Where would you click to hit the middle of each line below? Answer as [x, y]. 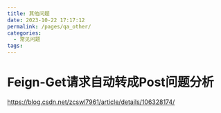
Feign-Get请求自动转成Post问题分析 [111, 82]
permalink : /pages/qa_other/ [49, 26]
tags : [15, 46]
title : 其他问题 [28, 14]
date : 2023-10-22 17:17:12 [46, 20]
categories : [24, 33]
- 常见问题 [27, 40]
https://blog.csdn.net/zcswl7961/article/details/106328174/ [91, 102]
